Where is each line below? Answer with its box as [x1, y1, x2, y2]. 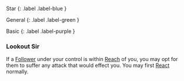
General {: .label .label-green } [6, 16, 79, 23]
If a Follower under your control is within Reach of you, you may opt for [6, 56, 178, 63]
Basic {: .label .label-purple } [6, 28, 75, 35]
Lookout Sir [6, 42, 40, 50]
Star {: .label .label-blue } [6, 5, 67, 12]
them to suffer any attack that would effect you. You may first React [6, 62, 170, 69]
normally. [6, 68, 29, 75]
